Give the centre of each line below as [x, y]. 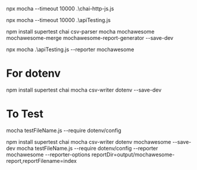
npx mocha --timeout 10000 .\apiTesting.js [59, 20]
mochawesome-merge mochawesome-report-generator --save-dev [90, 38]
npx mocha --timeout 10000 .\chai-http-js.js [60, 9]
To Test [25, 114]
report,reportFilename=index [42, 160]
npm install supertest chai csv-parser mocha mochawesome [80, 32]
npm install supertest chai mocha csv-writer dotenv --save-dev [84, 90]
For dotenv [34, 73]
